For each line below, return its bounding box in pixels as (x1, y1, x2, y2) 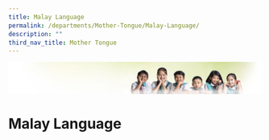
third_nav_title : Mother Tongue (8, 39, 117, 47)
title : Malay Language (8, 13, 85, 21)
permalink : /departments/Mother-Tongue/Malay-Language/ (8, 21, 200, 30)
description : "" (8, 30, 63, 38)
